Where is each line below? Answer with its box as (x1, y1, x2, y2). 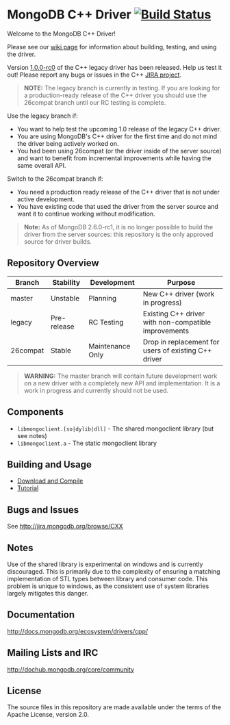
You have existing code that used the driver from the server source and (16, 202, 219, 210)
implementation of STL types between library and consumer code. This (7, 575, 208, 583)
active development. (16, 195, 75, 203)
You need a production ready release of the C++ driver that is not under (16, 188, 220, 196)
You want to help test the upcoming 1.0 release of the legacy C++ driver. (16, 125, 221, 133)
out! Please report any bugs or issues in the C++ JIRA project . (7, 71, 182, 79)
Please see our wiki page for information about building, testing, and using (7, 42, 217, 51)
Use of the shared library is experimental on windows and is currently (7, 560, 203, 568)
